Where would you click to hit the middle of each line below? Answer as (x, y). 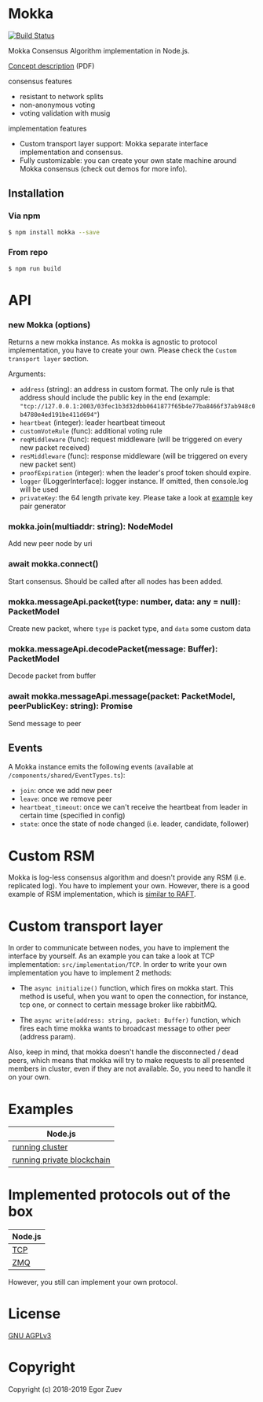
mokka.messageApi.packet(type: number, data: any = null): (124, 601)
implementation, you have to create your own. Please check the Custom (122, 350)
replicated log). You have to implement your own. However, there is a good (129, 886)
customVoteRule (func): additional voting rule (91, 431)
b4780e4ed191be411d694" (58, 415)
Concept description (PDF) (51, 66)
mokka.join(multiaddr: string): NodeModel (91, 526)
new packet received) (55, 448)
